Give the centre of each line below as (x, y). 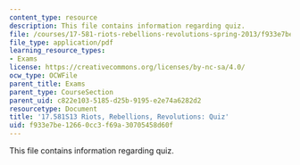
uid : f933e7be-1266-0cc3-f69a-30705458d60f (92, 126)
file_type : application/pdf (62, 42)
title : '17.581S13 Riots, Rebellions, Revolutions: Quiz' (119, 117)
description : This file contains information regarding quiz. (127, 26)
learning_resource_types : (57, 51)
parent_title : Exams (48, 84)
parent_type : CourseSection (62, 92)
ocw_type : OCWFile (43, 76)
